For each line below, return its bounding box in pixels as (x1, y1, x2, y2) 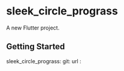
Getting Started (6, 42, 65, 52)
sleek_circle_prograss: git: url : (6, 57, 82, 64)
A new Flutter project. (6, 24, 60, 31)
